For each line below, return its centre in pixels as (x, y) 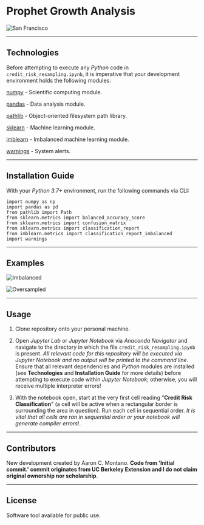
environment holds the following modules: (59, 80)
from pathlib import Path (39, 212)
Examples (25, 263)
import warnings (27, 239)
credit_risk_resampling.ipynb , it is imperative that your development (93, 74)
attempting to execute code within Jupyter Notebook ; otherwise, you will (106, 379)
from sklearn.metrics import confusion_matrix (66, 223)
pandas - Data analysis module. (46, 104)
